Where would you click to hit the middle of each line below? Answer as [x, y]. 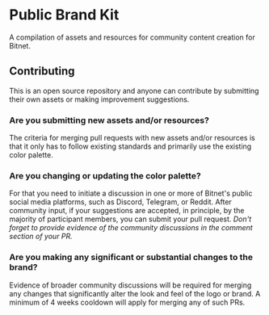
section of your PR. [41, 237]
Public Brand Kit [64, 15]
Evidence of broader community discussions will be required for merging [130, 285]
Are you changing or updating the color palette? [105, 175]
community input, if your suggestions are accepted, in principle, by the [127, 211]
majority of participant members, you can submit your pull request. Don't [130, 219]
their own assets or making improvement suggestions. [99, 99]
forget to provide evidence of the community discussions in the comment [131, 228]
